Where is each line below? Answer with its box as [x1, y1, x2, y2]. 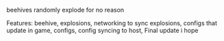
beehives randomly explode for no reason [6, 6, 125, 14]
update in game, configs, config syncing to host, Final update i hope [6, 27, 199, 34]
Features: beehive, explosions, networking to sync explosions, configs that [6, 19, 217, 27]
